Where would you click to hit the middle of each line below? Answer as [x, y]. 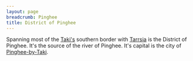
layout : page [22, 12]
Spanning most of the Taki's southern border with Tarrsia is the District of [96, 40]
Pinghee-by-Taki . [27, 52]
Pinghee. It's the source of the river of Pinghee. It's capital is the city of [94, 46]
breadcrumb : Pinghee [32, 17]
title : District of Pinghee [41, 23]
